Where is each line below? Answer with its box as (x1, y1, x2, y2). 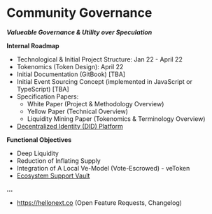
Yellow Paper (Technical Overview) (27, 107, 129, 115)
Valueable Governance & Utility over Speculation (6, 28, 153, 36)
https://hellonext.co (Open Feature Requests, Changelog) (16, 198, 183, 207)
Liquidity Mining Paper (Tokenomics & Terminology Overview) (27, 114, 206, 123)
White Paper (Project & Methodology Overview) (27, 99, 164, 108)
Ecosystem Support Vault (16, 171, 90, 180)
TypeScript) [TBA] (16, 85, 69, 93)
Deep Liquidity (16, 149, 59, 157)
